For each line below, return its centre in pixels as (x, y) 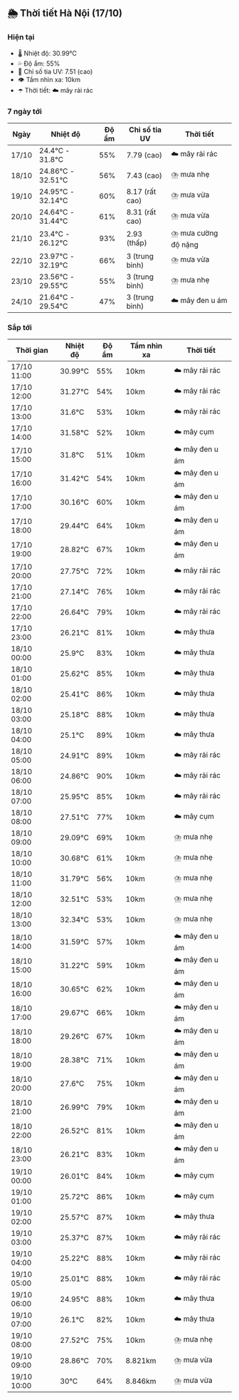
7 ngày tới (25, 111)
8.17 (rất (141, 191)
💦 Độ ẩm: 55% (39, 63)
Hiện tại (21, 37)
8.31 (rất (141, 212)
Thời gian (32, 351)
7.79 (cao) (144, 155)
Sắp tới (20, 327)
